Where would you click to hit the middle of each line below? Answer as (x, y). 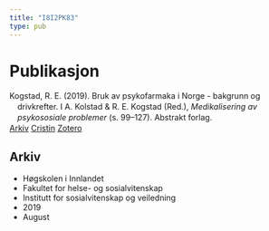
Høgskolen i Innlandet (63, 178)
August (36, 217)
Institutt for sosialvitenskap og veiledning (99, 197)
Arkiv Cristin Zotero (46, 129)
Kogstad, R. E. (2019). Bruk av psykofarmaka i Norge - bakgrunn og (135, 96)
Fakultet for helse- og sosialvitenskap (92, 188)
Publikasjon (54, 71)
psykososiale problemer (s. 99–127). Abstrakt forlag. (115, 118)
